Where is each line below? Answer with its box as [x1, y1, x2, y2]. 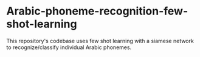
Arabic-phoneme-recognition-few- [6, 4, 188, 18]
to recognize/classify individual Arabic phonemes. [6, 44, 132, 51]
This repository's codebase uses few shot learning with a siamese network [6, 37, 195, 44]
